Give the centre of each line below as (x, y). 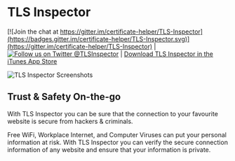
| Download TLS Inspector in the (167, 54)
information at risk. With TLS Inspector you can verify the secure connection (117, 142)
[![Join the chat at (33, 31)
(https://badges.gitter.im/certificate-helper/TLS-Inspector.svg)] (99, 38)
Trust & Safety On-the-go (64, 97)
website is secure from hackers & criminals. (70, 121)
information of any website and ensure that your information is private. (109, 149)
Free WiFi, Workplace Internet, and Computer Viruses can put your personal (117, 134)
